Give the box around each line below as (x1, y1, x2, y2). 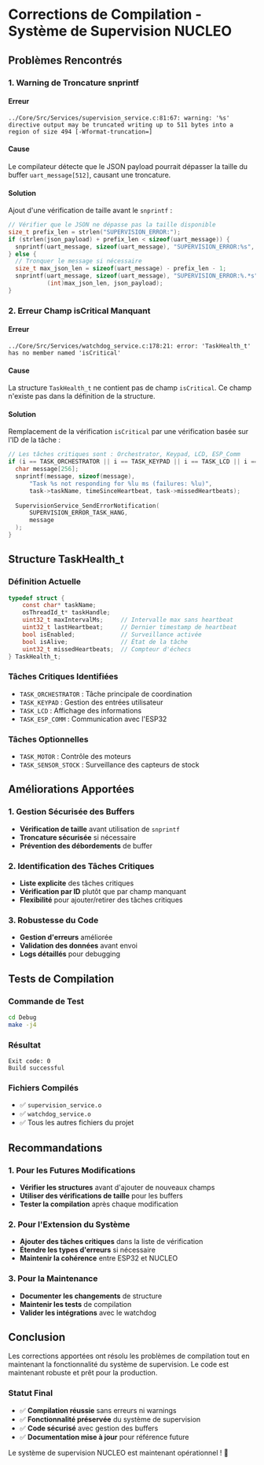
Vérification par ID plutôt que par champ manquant (19, 887, 187, 896)
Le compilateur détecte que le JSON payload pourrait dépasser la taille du (8, 161, 248, 171)
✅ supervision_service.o (19, 1100, 102, 1110)
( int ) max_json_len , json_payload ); (46, 279, 163, 288)
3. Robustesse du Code (8, 915, 99, 926)
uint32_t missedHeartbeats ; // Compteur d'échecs (22, 645, 192, 653)
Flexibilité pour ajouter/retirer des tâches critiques (19, 895, 183, 905)
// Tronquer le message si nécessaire (15, 257, 143, 265)
